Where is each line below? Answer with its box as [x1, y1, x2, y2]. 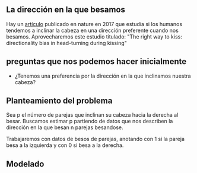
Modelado [6, 159, 45, 169]
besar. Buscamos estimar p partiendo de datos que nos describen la [6, 118, 173, 125]
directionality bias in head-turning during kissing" [6, 39, 128, 46]
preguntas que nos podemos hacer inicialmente [6, 56, 187, 67]
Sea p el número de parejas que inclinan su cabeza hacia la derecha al [6, 111, 179, 118]
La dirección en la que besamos [6, 5, 126, 15]
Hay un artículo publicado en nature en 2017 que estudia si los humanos [6, 20, 183, 27]
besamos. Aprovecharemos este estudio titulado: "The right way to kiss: [6, 33, 182, 40]
